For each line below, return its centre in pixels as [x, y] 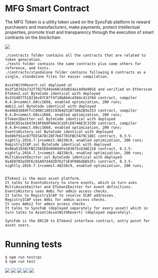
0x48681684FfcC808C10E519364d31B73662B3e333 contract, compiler [71, 110]
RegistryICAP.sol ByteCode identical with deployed [58, 144]
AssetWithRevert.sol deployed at [39, 85]
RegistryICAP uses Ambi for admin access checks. [56, 199]
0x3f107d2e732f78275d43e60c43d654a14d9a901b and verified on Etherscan [79, 89]
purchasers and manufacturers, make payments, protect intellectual [72, 27]
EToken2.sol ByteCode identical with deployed [53, 93]
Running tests [34, 244]
